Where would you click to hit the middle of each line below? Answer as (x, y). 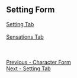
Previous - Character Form (38, 62)
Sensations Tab (25, 37)
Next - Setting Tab (29, 68)
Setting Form (31, 10)
